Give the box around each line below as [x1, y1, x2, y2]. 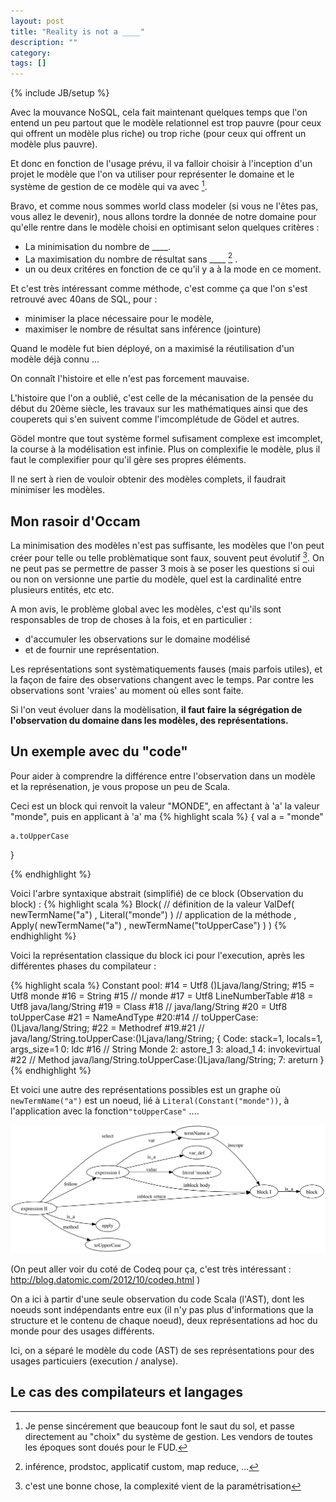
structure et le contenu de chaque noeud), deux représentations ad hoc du [10, 1314, 318, 1326]
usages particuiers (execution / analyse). [10, 1355, 179, 1367]
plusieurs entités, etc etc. [10, 583, 115, 595]
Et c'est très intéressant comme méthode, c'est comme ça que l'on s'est [10, 283, 308, 295]
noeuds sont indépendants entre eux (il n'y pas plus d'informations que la [10, 1303, 314, 1315]
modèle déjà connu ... [10, 353, 100, 365]
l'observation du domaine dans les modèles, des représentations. [10, 714, 289, 726]
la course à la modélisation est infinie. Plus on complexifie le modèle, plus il [10, 443, 321, 455]
